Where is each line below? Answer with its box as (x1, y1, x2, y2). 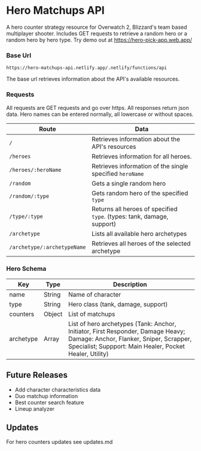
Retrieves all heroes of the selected (92, 239, 191, 247)
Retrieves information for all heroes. (92, 152, 192, 160)
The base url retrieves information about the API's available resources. (6, 76, 180, 83)
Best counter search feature (14, 399, 84, 406)
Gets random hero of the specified (92, 189, 188, 197)
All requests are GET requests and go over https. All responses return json (6, 104, 190, 111)
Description (112, 280, 148, 288)
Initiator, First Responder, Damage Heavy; (68, 327, 185, 335)
